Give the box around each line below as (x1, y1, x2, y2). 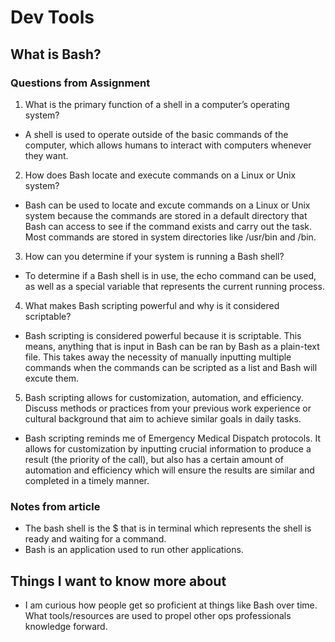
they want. (24, 149, 69, 161)
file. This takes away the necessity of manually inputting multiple (24, 351, 292, 363)
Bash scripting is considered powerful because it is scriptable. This (24, 329, 302, 341)
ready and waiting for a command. (24, 533, 167, 545)
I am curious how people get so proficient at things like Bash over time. (24, 599, 318, 611)
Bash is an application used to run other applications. (24, 544, 244, 556)
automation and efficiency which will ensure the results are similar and (24, 464, 315, 476)
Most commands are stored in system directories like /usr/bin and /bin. (24, 231, 317, 243)
